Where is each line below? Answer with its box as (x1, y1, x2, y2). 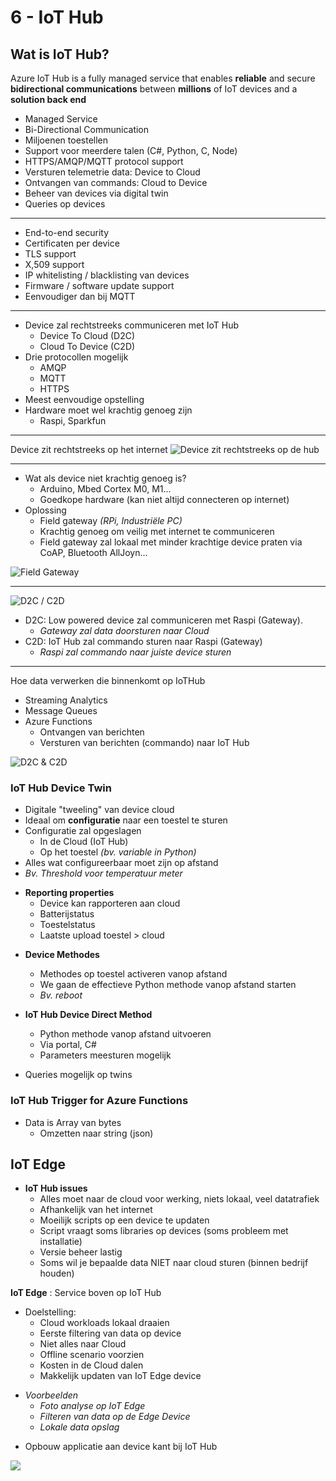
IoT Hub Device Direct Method (24, 1009, 153, 1021)
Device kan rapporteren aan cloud (39, 897, 181, 910)
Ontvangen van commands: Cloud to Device (24, 177, 208, 188)
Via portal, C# (39, 1039, 97, 1051)
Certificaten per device (24, 237, 120, 249)
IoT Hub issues (24, 1182, 88, 1195)
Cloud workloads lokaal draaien (39, 1317, 170, 1329)
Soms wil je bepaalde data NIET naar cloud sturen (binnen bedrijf (39, 1257, 309, 1269)
